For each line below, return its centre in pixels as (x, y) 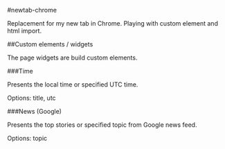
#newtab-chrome (32, 10)
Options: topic (27, 138)
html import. (25, 31)
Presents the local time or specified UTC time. (73, 85)
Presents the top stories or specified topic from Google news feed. (102, 125)
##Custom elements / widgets (50, 44)
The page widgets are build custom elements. (72, 58)
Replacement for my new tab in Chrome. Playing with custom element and (112, 23)
